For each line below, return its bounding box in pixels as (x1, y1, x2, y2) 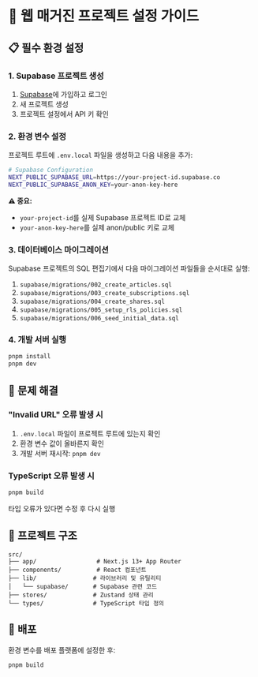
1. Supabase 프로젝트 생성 (8, 70, 104, 81)
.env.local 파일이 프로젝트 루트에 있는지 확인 (19, 428, 161, 438)
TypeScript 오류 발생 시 (8, 470, 95, 481)
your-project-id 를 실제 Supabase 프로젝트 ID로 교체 (19, 212, 186, 222)
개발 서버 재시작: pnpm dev (19, 448, 101, 458)
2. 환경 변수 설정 (8, 131, 67, 142)
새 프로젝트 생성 (19, 99, 69, 109)
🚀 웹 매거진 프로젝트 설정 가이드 (8, 7, 200, 25)
